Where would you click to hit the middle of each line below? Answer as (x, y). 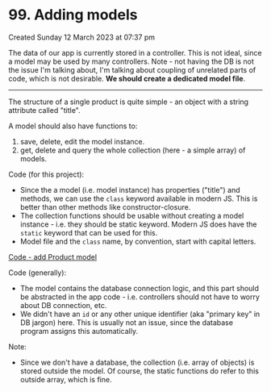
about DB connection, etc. (63, 305)
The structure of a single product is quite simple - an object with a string (128, 102)
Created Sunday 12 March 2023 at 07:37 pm (82, 37)
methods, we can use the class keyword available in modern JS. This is (139, 198)
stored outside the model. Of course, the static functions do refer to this (140, 371)
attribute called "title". (44, 110)
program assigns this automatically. (79, 331)
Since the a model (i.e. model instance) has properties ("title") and (130, 190)
